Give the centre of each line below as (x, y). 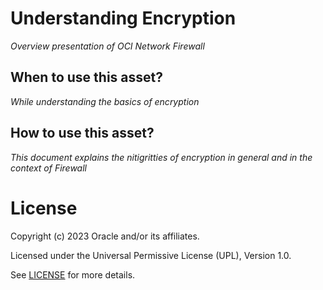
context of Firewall (48, 168)
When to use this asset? (86, 77)
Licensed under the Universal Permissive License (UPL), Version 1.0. (151, 255)
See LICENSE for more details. (73, 274)
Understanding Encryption (123, 18)
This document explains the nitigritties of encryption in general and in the (161, 157)
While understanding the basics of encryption (105, 101)
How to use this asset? (82, 133)
